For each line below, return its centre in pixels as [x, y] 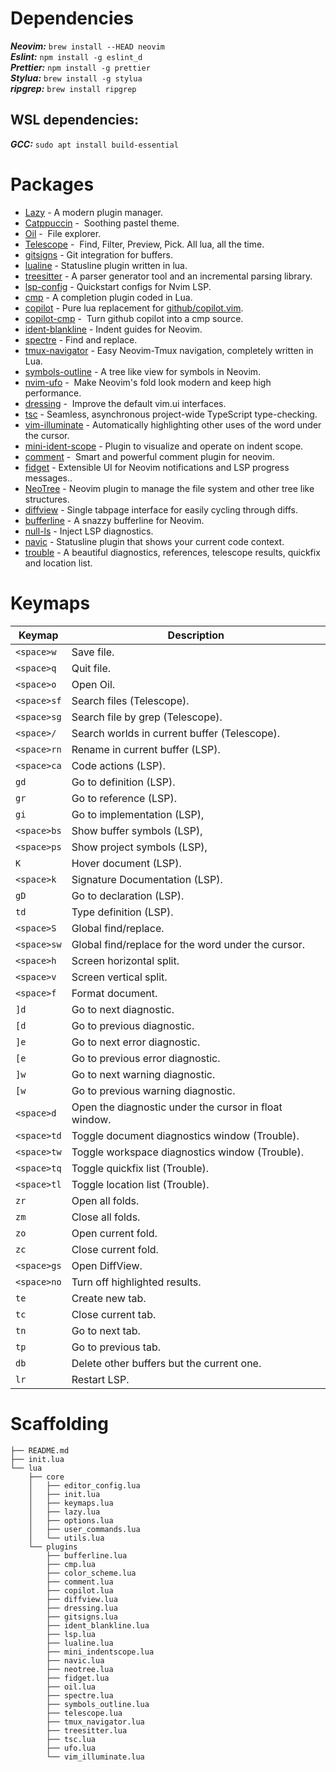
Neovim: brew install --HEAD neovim [87, 46]
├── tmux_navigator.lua [95, 1722]
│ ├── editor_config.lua [84, 1485]
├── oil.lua [71, 1687]
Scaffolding [59, 1423]
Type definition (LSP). [122, 912]
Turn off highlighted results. [136, 1282]
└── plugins [53, 1547]
